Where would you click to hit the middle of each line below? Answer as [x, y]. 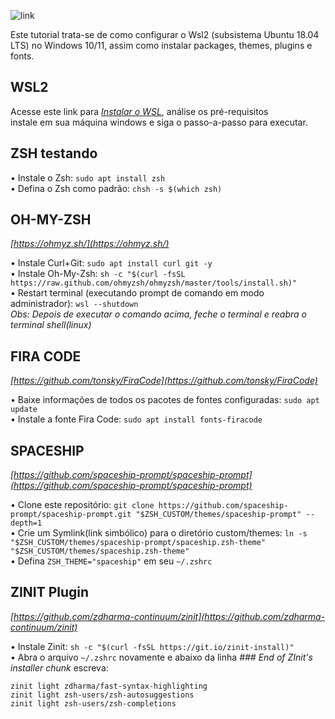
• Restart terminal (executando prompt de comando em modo [137, 293]
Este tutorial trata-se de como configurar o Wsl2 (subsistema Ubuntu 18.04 [165, 34]
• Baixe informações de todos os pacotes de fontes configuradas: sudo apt [165, 400]
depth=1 [26, 523]
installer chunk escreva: [59, 667]
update [24, 410]
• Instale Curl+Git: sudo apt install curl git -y [111, 263]
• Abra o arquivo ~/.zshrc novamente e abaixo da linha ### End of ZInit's [161, 657]
